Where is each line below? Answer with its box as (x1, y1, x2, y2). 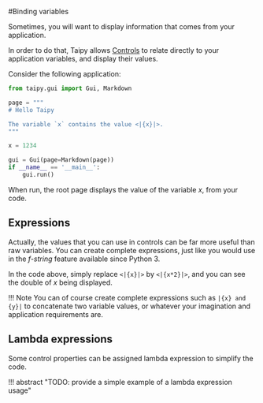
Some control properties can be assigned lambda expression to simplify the (8, 353, 254, 363)
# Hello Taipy (8, 106, 55, 114)
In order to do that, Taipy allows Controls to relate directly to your (8, 46, 219, 54)
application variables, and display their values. (8, 54, 159, 63)
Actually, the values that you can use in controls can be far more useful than (8, 237, 255, 247)
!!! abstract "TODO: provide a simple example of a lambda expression (8, 377, 232, 386)
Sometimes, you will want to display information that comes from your (8, 22, 235, 31)
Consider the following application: (8, 69, 121, 78)
